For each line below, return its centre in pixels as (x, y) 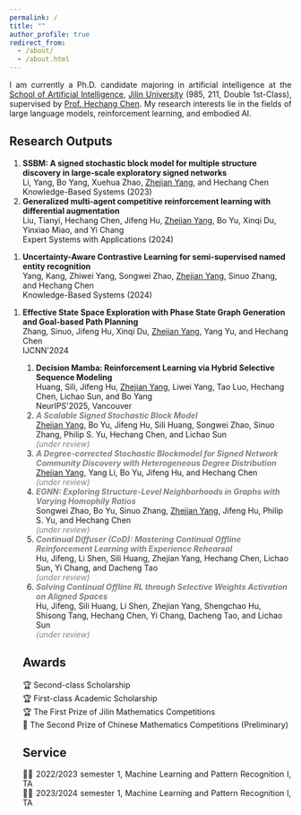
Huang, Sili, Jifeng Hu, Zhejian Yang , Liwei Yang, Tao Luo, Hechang (160, 386)
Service (44, 753)
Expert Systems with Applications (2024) (98, 239)
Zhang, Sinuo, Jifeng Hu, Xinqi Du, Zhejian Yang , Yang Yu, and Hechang (155, 331)
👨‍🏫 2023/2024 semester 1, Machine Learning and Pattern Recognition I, (157, 793)
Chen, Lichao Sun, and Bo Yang (94, 396)
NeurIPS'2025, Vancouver (84, 405)
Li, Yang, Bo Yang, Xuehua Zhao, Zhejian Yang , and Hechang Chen (146, 182)
